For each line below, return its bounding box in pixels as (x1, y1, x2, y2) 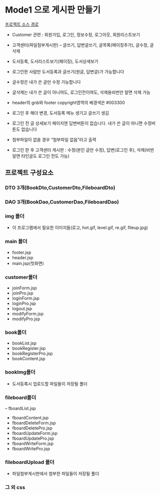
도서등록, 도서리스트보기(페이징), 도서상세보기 (12, 58, 98, 64)
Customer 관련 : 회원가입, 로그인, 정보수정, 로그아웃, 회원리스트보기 (12, 32, 141, 37)
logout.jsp (12, 306, 32, 312)
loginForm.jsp (12, 296, 40, 301)
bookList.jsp (12, 340, 37, 346)
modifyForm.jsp (12, 311, 44, 317)
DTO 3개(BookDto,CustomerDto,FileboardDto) (5, 184, 115, 191)
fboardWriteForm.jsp (12, 440, 54, 446)
